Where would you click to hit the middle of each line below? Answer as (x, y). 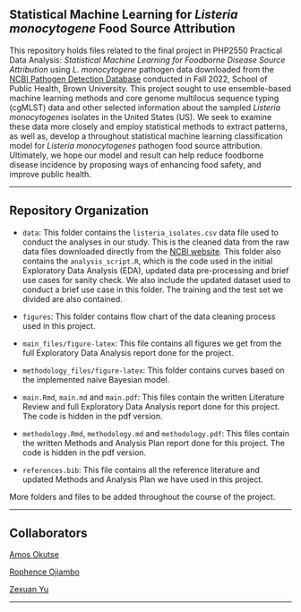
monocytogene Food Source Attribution (122, 29)
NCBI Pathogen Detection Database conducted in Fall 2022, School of (138, 79)
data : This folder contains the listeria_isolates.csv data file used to (150, 232)
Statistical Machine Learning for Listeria (124, 15)
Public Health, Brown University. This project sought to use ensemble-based (150, 88)
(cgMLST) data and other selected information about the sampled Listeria (145, 108)
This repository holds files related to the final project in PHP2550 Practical (146, 50)
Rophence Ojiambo (45, 572)
